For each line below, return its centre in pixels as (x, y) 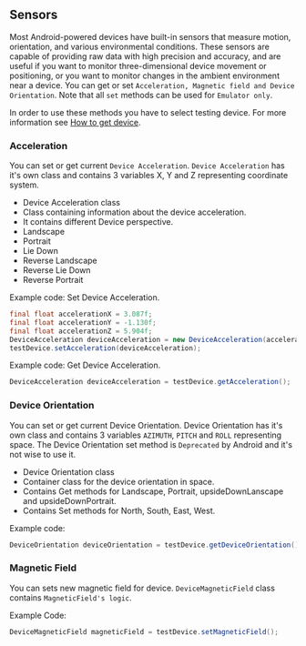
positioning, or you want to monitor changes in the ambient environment (145, 76)
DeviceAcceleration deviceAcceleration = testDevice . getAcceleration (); (150, 382)
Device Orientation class (69, 471)
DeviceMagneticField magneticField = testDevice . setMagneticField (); (144, 631)
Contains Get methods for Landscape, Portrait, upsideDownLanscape (153, 491)
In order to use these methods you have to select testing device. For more (148, 112)
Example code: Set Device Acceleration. (85, 298)
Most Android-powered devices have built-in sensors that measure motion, (150, 36)
